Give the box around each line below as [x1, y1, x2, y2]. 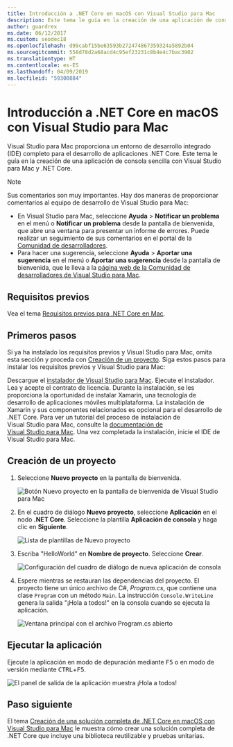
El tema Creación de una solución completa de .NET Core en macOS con [7, 717, 215, 725]
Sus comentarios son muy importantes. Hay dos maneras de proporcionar [7, 191, 218, 200]
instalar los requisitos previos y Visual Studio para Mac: [7, 362, 166, 371]
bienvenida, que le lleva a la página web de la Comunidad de [17, 264, 191, 272]
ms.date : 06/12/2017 [7, 29, 67, 37]
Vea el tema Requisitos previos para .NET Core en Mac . [7, 309, 166, 318]
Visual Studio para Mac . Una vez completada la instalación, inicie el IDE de [7, 427, 221, 436]
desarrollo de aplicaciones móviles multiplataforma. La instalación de [7, 398, 205, 406]
